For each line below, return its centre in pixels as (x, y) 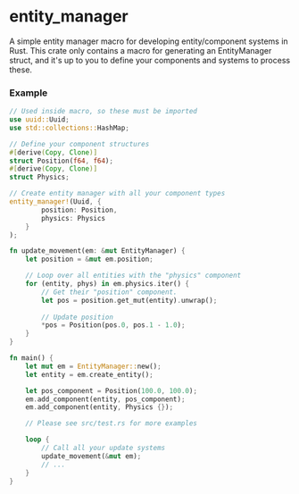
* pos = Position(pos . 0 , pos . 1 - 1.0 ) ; (113, 325)
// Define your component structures (79, 144)
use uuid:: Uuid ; (39, 120)
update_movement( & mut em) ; (91, 456)
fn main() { (31, 358)
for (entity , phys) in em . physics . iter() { (108, 284)
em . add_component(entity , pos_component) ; (105, 399)
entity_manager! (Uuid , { (55, 202)
